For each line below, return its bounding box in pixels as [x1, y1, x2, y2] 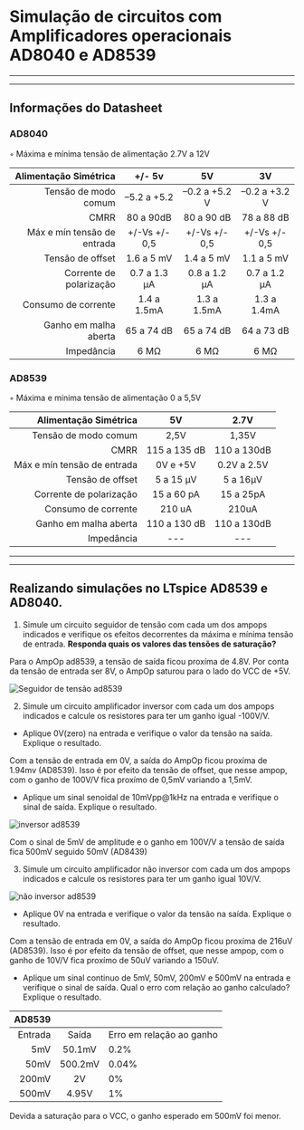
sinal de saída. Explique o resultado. [22, 801, 157, 812]
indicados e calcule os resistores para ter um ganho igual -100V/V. [22, 710, 271, 721]
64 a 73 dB [241, 324, 290, 337]
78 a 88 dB [241, 211, 290, 224]
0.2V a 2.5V [216, 458, 269, 471]
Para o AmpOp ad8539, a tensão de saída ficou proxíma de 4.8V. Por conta [9, 656, 290, 666]
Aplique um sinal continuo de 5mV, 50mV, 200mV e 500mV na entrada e [22, 972, 291, 983]
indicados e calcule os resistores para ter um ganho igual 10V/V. [22, 873, 261, 884]
